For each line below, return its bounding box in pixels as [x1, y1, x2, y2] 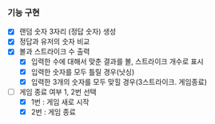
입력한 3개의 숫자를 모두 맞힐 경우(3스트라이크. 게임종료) [30, 77, 207, 86]
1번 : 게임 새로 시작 [30, 97, 90, 106]
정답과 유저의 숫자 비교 [18, 37, 90, 46]
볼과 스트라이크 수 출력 [18, 46, 90, 57]
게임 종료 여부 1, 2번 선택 [18, 86, 97, 97]
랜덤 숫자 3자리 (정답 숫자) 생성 [18, 26, 117, 37]
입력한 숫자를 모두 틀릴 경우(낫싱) [30, 66, 135, 77]
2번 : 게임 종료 [30, 106, 77, 117]
